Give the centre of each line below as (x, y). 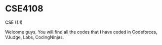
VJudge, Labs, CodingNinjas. (35, 37)
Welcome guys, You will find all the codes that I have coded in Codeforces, (81, 32)
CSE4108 (24, 9)
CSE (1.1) (14, 22)
